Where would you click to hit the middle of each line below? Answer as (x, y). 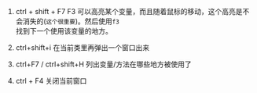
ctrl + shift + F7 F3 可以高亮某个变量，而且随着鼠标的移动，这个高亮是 (129, 11)
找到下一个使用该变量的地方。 (64, 31)
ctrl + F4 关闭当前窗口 (51, 81)
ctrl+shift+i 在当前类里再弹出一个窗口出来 (83, 48)
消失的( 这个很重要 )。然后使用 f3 (71, 21)
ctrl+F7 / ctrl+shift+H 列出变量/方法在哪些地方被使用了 (104, 64)
